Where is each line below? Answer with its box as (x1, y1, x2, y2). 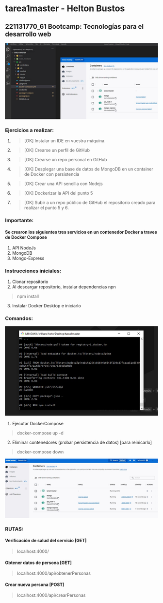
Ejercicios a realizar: (5, 127, 54, 133)
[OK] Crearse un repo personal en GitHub (24, 157, 107, 163)
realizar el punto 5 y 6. (24, 205, 69, 211)
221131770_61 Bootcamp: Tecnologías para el (5, 22, 144, 31)
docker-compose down (16, 449, 64, 454)
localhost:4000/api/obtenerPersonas (16, 570, 91, 576)
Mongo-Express (12, 255, 45, 261)
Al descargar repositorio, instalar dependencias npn (12, 283, 116, 290)
